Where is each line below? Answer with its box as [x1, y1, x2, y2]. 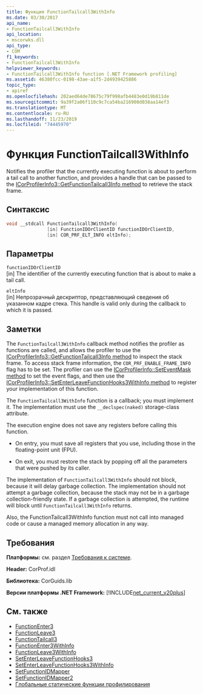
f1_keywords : [6, 54, 39, 60]
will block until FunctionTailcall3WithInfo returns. [6, 502, 132, 509]
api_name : [6, 20, 32, 26]
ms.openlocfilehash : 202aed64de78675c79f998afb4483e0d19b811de [6, 93, 170, 99]
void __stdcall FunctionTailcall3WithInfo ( [6, 221, 118, 227]
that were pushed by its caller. [15, 464, 91, 472]
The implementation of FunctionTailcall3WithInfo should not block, [6, 476, 177, 484]
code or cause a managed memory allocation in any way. [6, 520, 149, 527]
